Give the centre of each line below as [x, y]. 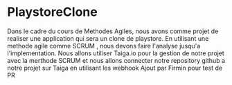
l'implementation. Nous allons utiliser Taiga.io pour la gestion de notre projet [116, 53]
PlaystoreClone [53, 12]
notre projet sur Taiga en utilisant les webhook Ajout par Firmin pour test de [115, 68]
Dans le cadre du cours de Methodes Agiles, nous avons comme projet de [113, 31]
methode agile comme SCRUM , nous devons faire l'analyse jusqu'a [104, 46]
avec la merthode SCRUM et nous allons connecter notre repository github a [116, 60]
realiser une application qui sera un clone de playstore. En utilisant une [108, 38]
